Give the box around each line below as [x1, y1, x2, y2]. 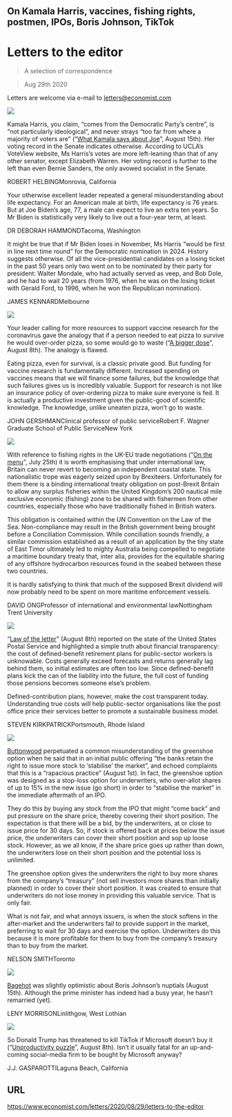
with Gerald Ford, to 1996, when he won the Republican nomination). [7, 284, 202, 293]
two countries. [7, 567, 48, 575]
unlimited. [7, 856, 36, 864]
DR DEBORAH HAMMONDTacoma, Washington [7, 226, 142, 235]
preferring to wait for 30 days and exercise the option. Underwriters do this [7, 927, 221, 935]
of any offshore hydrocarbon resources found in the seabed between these [7, 560, 222, 568]
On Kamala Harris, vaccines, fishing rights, [7, 6, 195, 17]
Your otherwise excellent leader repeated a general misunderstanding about [7, 191, 224, 199]
